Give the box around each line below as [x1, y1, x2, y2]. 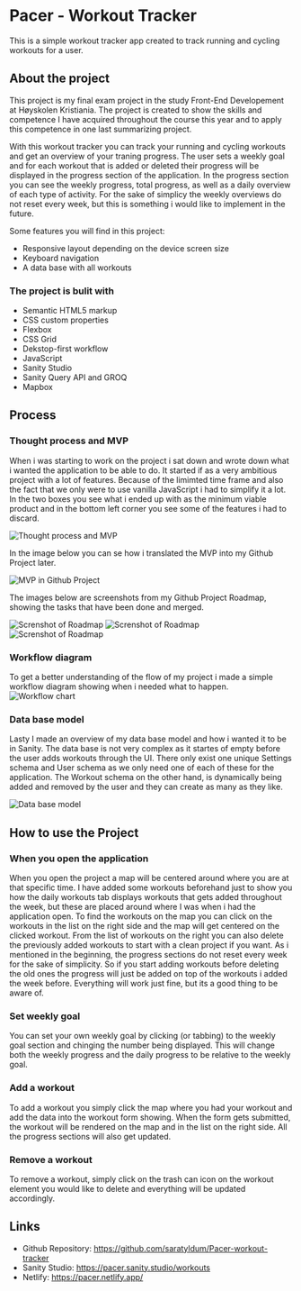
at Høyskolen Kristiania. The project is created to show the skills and [9, 105, 262, 115]
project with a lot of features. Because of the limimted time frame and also [9, 474, 284, 485]
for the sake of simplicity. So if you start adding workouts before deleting [9, 959, 279, 969]
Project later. [9, 557, 57, 568]
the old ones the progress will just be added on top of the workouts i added [9, 968, 288, 979]
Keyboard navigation [22, 252, 100, 263]
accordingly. [9, 1193, 56, 1204]
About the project [9, 71, 111, 86]
